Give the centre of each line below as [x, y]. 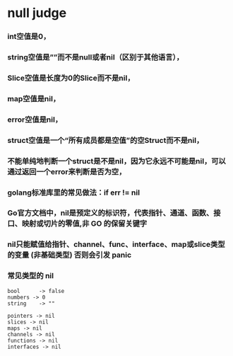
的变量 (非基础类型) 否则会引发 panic [70, 255]
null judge [37, 13]
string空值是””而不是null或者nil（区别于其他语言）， [95, 57]
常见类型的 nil [31, 276]
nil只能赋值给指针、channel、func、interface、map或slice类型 [116, 244]
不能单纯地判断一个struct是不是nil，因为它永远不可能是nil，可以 [116, 161]
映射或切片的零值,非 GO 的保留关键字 [84, 224]
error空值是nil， [35, 120]
